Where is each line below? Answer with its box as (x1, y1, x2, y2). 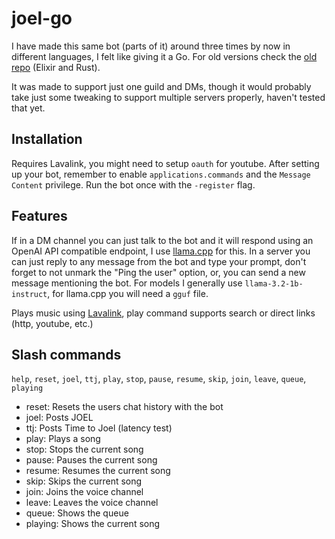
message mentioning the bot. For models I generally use (11, 277, 243, 289)
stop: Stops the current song (25, 443, 144, 456)
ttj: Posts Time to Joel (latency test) (25, 422, 173, 434)
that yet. (11, 102, 46, 114)
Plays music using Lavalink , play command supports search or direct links (11, 307, 316, 319)
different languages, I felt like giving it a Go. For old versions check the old (11, 50, 318, 62)
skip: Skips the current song (25, 475, 143, 487)
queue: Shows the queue (25, 507, 129, 519)
